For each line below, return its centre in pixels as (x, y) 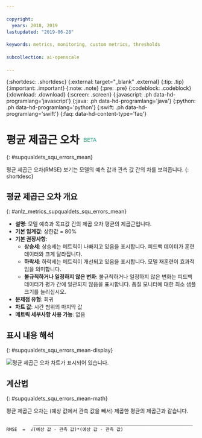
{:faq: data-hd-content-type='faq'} (103, 113)
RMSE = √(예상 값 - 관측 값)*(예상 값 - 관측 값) (65, 430)
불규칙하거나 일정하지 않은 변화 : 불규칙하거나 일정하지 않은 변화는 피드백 (108, 277)
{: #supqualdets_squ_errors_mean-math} (57, 398)
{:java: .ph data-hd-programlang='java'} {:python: (134, 101)
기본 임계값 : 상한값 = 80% (46, 232)
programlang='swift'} (33, 113)
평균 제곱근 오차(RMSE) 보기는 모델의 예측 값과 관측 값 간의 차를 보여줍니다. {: (98, 170)
